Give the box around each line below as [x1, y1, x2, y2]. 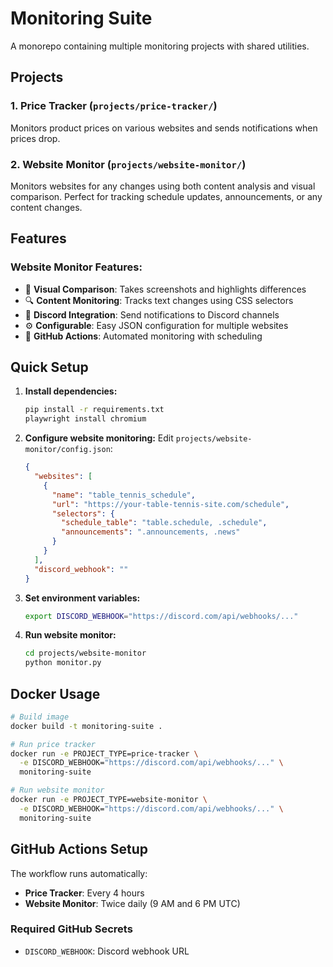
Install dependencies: [24, 385, 118, 397]
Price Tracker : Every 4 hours [24, 887, 145, 899]
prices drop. [10, 132, 61, 144]
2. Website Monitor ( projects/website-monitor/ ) [10, 157, 247, 171]
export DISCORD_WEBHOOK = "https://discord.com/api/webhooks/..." [24, 611, 299, 621]
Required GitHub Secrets [10, 922, 133, 936]
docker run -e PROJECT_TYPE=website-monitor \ [10, 795, 208, 805]
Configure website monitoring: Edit [24, 432, 174, 444]
